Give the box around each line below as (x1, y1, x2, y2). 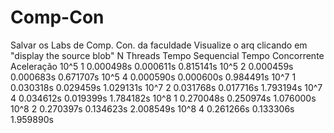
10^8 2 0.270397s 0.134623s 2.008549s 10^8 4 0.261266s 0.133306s (10, 102, 295, 115)
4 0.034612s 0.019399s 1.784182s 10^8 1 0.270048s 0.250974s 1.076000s (10, 92, 317, 104)
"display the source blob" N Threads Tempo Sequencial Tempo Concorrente (10, 49, 325, 61)
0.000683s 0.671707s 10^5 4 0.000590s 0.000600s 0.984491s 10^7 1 (10, 71, 297, 83)
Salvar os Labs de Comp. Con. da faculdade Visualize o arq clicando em (10, 39, 308, 51)
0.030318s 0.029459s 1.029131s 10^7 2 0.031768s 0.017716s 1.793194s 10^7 (10, 81, 323, 93)
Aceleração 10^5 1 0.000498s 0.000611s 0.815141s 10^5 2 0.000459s (10, 60, 294, 72)
